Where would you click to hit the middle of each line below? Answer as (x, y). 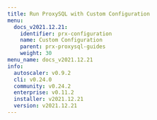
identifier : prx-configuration (66, 34)
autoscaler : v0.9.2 (42, 73)
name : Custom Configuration (61, 40)
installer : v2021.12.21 (48, 100)
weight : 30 (36, 54)
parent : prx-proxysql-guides (63, 47)
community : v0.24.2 (42, 86)
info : (15, 66)
